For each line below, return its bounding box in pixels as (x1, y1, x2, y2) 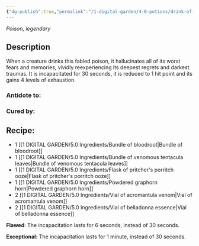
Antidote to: (6, 91, 41, 99)
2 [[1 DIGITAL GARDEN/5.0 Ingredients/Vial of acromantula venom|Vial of (14, 192, 192, 199)
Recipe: (6, 125, 35, 135)
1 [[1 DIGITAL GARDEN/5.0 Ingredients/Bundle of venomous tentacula (14, 154, 184, 161)
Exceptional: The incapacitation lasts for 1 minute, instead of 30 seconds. (6, 233, 187, 240)
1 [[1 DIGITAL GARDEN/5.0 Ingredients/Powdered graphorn (14, 179, 158, 186)
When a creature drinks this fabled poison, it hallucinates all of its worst (6, 57, 181, 65)
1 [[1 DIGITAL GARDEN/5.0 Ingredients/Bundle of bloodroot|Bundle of (14, 141, 183, 148)
